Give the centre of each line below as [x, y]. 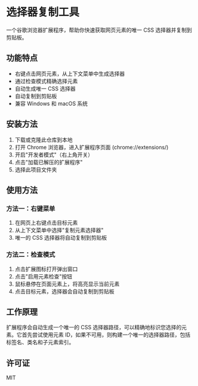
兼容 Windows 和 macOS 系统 [51, 103]
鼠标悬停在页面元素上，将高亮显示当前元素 [67, 284]
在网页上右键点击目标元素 [46, 223]
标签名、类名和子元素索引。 [40, 342]
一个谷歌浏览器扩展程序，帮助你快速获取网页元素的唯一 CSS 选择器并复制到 [99, 30]
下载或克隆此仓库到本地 [44, 140]
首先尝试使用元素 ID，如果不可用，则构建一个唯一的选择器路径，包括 [106, 335]
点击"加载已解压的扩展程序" [49, 162]
